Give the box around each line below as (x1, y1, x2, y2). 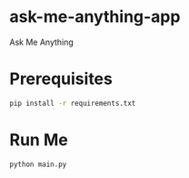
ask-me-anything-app (9, 6, 181, 27)
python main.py (9, 160, 67, 169)
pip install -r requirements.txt (9, 99, 136, 108)
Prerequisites (9, 68, 114, 89)
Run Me (9, 130, 68, 150)
